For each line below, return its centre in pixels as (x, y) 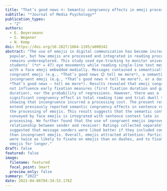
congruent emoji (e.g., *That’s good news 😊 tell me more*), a (77, 75)
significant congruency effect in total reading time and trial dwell (84, 97)
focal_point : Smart (30, 167)
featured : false (22, 153)
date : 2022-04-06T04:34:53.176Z (39, 181)
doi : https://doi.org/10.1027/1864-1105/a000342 (56, 47)
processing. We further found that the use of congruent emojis (78, 121)
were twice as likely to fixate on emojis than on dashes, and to (80, 139)
